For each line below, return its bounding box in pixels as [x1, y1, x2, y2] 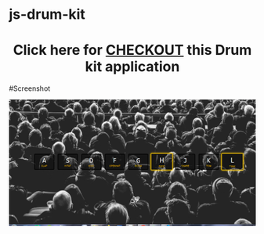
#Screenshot [9, 84, 51, 93]
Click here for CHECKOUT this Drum [13, 41, 252, 59]
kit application [85, 58, 180, 76]
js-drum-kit [9, 5, 85, 23]
